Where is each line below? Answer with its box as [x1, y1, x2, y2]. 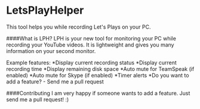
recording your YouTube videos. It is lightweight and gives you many [6, 41, 174, 48]
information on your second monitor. [6, 47, 96, 54]
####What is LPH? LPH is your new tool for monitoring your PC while [6, 35, 176, 42]
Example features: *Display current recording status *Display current [6, 59, 177, 66]
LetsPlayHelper [6, 4, 84, 17]
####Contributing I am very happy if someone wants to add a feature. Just [6, 89, 190, 96]
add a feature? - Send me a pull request [6, 78, 104, 85]
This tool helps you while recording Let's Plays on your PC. [6, 23, 151, 30]
